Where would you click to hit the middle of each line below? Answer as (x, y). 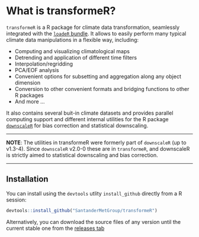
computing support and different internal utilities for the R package (87, 119)
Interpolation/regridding (44, 64)
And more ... (30, 101)
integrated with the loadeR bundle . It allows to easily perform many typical (96, 33)
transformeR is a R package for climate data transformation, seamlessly (93, 27)
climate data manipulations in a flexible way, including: (73, 40)
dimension (27, 82)
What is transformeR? (61, 11)
